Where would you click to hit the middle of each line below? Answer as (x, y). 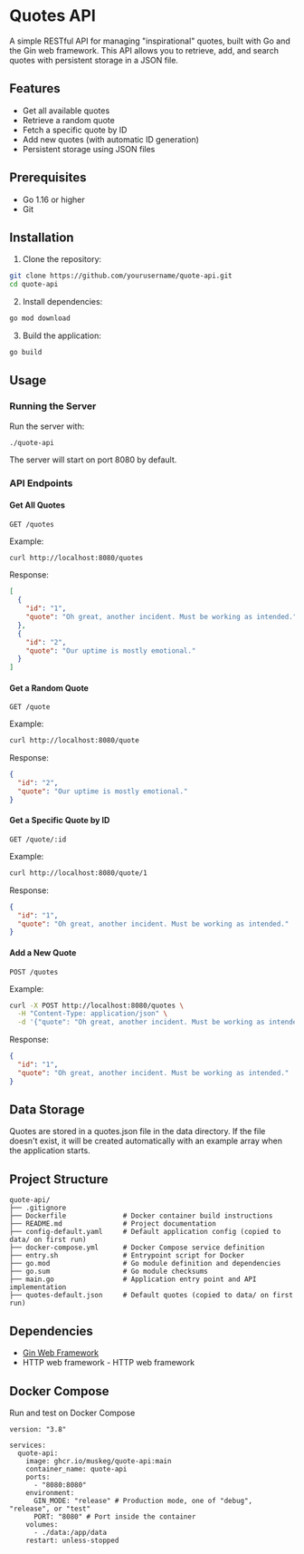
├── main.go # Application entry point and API (133, 1279)
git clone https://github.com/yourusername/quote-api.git (121, 276)
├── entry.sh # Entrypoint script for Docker (127, 1256)
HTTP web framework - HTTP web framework (109, 1363)
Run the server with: (47, 426)
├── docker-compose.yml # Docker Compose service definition (137, 1248)
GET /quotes (32, 524)
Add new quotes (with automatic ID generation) (110, 139)
